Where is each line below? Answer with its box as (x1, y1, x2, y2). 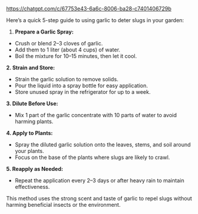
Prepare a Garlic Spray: (14, 28, 74, 35)
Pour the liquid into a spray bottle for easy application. (14, 82, 148, 89)
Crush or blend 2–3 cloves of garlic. (14, 40, 103, 47)
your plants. (14, 148, 45, 154)
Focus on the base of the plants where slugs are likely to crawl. (14, 154, 170, 161)
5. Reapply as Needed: (6, 166, 64, 172)
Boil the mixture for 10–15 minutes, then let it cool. (14, 53, 137, 59)
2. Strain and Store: (6, 64, 55, 71)
